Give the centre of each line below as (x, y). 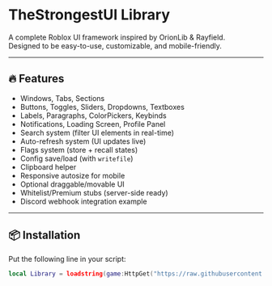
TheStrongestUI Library (89, 15)
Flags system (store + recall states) (79, 149)
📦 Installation (45, 236)
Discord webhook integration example (83, 201)
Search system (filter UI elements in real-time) (97, 132)
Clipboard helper (48, 166)
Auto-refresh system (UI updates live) (83, 141)
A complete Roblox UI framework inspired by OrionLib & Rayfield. (117, 37)
